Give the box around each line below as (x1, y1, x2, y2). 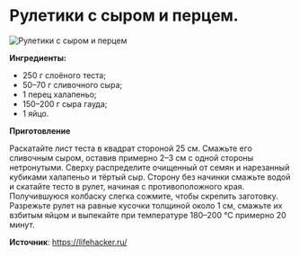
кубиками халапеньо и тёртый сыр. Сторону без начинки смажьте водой (9, 172, 291, 182)
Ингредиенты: (9, 52, 67, 63)
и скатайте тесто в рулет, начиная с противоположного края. (9, 181, 245, 191)
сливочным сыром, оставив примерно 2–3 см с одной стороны (9, 152, 254, 163)
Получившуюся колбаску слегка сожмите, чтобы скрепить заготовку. (9, 190, 278, 201)
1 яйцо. (22, 108, 49, 119)
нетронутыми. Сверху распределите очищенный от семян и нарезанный (9, 162, 290, 172)
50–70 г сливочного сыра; (22, 79, 123, 90)
